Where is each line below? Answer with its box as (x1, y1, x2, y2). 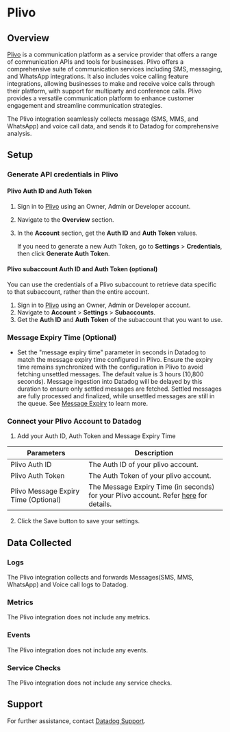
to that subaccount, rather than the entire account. (7, 287, 149, 296)
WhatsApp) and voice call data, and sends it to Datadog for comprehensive (7, 122, 219, 130)
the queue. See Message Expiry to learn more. (16, 400, 149, 408)
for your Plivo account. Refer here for (88, 491, 207, 501)
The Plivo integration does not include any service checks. (7, 678, 172, 687)
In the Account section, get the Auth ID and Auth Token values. (16, 229, 198, 237)
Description (134, 448, 174, 458)
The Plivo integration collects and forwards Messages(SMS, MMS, (7, 573, 194, 581)
